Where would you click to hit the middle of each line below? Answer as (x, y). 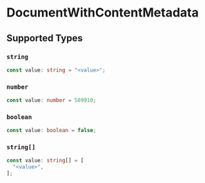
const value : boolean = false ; (51, 131)
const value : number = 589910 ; (51, 100)
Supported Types (45, 38)
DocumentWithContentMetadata (103, 13)
